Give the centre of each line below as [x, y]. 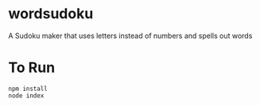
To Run [32, 68]
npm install [28, 89]
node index [26, 96]
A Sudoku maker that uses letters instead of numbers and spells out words [130, 36]
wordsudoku [51, 14]
